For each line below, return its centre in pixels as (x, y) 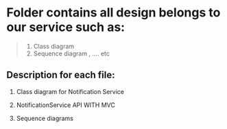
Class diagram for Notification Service (70, 91)
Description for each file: (61, 75)
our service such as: (65, 27)
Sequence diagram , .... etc (72, 54)
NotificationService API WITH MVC (66, 105)
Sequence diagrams (45, 118)
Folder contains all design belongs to (113, 13)
